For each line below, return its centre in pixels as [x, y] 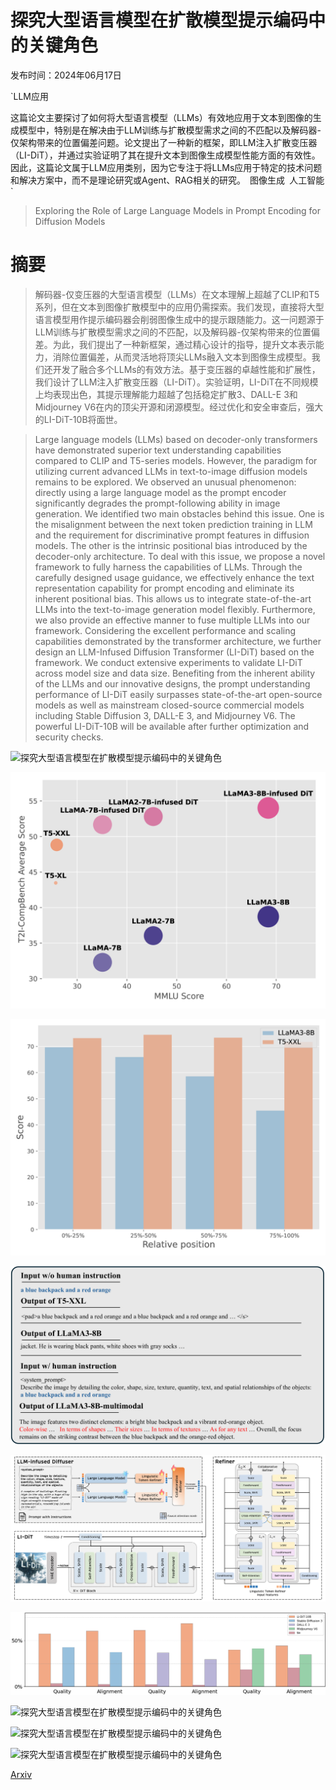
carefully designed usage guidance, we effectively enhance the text [174, 577]
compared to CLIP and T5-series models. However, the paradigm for [176, 460]
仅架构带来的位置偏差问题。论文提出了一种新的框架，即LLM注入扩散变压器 [164, 142]
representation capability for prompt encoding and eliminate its [164, 588]
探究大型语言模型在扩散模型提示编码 [159, 20]
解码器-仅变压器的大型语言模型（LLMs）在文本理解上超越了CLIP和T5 [177, 294]
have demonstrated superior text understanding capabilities [158, 450]
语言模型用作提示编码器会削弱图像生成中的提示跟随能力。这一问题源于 [179, 319]
